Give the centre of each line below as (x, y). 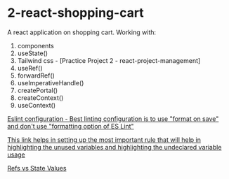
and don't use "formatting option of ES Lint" (71, 126)
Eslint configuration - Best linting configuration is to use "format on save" (113, 119)
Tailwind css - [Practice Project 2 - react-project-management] (109, 60)
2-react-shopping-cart (76, 13)
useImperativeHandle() (51, 83)
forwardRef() (36, 76)
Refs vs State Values (37, 168)
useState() (32, 53)
